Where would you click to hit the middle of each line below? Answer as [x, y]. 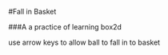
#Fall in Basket [32, 12]
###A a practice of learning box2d [65, 27]
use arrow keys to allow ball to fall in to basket [84, 42]
